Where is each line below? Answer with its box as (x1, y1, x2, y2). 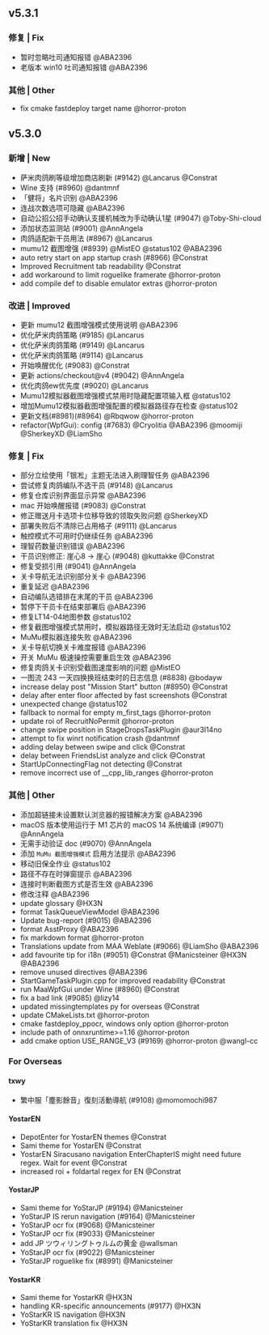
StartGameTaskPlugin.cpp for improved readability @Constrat (19, 976, 226, 985)
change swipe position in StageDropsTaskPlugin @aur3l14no (19, 725, 222, 735)
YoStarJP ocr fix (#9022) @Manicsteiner (19, 1248, 155, 1257)
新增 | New (8, 153, 51, 164)
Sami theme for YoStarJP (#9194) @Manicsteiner (19, 1203, 183, 1213)
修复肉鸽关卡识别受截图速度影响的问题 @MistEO (19, 663, 181, 673)
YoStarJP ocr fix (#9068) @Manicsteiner (19, 1220, 155, 1230)
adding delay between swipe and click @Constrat (19, 742, 186, 752)
